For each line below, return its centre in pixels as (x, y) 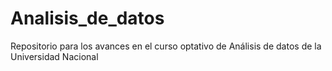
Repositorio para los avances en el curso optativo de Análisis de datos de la (166, 46)
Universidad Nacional (54, 56)
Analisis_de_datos (87, 18)
